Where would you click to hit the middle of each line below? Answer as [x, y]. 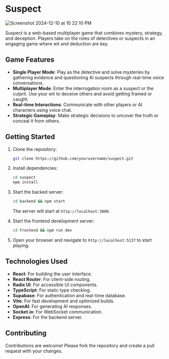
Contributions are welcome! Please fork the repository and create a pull [80, 345]
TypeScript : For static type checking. [52, 290]
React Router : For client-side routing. [52, 279]
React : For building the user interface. [52, 274]
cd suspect [24, 177]
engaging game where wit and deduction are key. [57, 43]
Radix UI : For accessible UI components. [55, 285]
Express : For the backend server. [47, 317]
